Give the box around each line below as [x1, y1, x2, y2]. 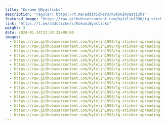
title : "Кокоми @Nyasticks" [5, 7, 63, 12]
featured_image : [5, 16, 39, 21]
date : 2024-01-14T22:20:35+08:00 [5, 30, 74, 35]
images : [5, 35, 21, 40]
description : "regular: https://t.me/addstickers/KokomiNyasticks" [5, 12, 147, 17]
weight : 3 [5, 26, 26, 31]
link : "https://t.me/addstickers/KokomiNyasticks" [5, 21, 112, 26]
